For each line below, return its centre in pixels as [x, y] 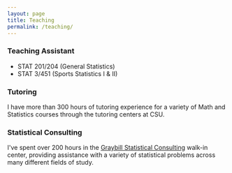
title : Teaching [31, 20]
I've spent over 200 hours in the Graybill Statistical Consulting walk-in [108, 148]
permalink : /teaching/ [40, 27]
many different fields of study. [51, 163]
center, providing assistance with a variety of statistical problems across [111, 155]
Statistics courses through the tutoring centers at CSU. [86, 114]
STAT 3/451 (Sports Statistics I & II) [67, 73]
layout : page [26, 14]
